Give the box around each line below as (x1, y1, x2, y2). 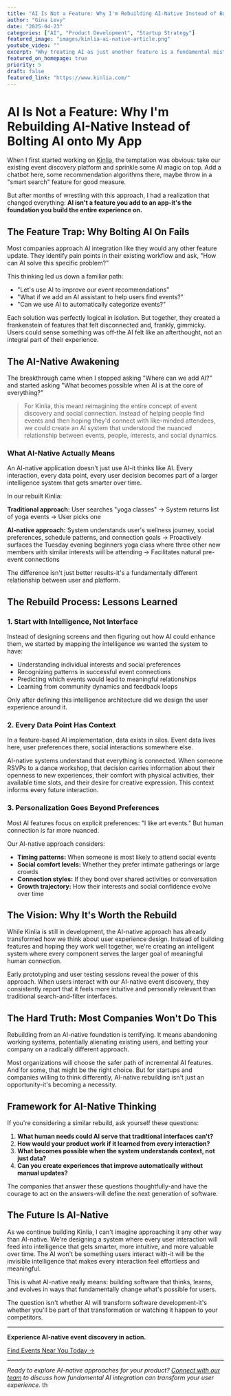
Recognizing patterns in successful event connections (16, 667, 171, 676)
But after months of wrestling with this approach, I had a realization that (7, 191, 210, 200)
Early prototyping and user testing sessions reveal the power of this (7, 970, 199, 979)
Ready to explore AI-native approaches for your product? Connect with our (7, 1366, 221, 1374)
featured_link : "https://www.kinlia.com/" (7, 74, 131, 81)
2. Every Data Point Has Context (7, 720, 116, 729)
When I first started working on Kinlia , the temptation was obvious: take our (7, 156, 221, 164)
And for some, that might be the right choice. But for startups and (7, 1066, 192, 1074)
